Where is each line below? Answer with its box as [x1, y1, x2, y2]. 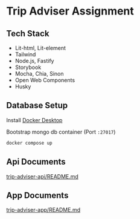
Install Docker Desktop [6, 116, 63, 123]
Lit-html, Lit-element [14, 44, 66, 51]
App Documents [6, 190, 69, 200]
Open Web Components [14, 77, 75, 83]
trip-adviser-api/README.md [6, 172, 78, 180]
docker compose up [6, 140, 52, 146]
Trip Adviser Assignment [6, 4, 135, 18]
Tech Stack [6, 28, 49, 39]
